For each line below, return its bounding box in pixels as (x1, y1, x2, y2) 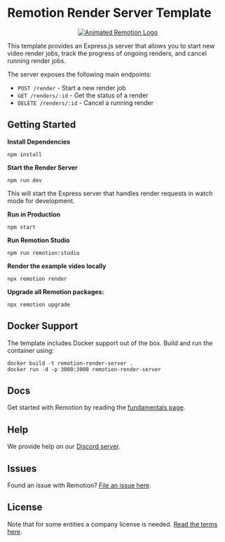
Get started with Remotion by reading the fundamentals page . (7, 403, 186, 412)
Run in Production (7, 210, 61, 218)
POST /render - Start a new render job (17, 83, 126, 92)
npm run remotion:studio (7, 249, 80, 256)
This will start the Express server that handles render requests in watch (7, 189, 213, 197)
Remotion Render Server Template (7, 5, 212, 21)
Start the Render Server (7, 163, 79, 172)
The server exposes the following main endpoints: (7, 70, 152, 78)
